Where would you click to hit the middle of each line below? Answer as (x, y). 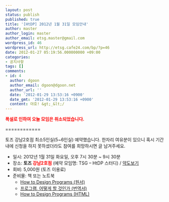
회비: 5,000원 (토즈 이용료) (39, 170)
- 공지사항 (15, 62)
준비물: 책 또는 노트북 (33, 176)
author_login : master (28, 33)
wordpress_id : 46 (24, 43)
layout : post (19, 10)
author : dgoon (25, 80)
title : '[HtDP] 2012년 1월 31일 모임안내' (47, 24)
